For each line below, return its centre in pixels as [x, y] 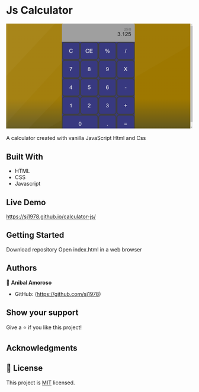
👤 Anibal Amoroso [29, 282]
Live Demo [26, 202]
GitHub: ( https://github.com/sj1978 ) [58, 294]
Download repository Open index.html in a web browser [74, 249]
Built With [25, 157]
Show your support [42, 313]
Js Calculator [39, 10]
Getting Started [35, 235]
